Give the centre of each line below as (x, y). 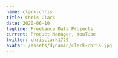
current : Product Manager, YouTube (51, 34)
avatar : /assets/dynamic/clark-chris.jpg (59, 46)
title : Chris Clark (31, 18)
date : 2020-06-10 (28, 23)
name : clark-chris (29, 12)
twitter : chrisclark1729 (38, 40)
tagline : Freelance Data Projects (50, 29)
